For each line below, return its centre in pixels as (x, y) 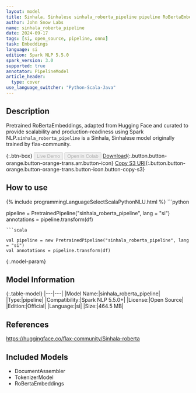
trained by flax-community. (38, 144)
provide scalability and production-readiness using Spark (75, 132)
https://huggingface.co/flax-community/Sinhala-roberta (73, 339)
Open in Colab (83, 156)
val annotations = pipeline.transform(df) (58, 250)
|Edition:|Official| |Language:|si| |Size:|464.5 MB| (65, 306)
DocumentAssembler (40, 371)
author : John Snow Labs (35, 22)
